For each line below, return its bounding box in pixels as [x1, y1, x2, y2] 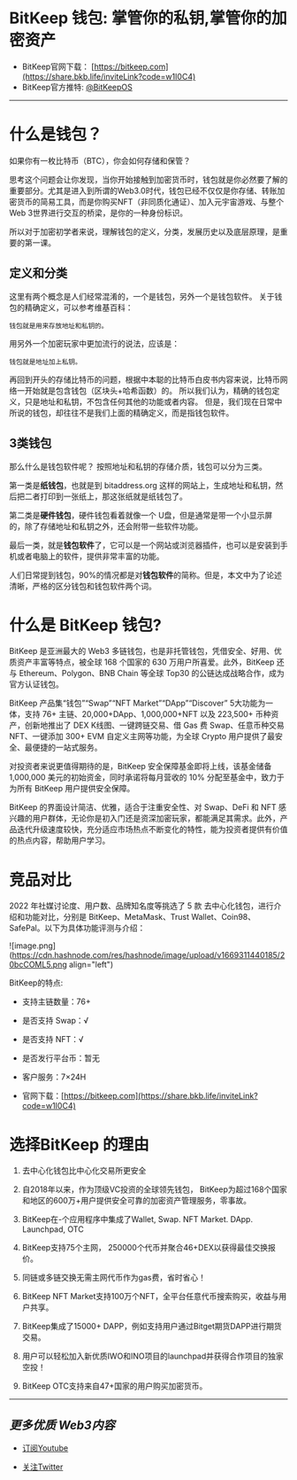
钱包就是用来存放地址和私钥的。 [9, 321, 109, 331]
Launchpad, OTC [21, 1224, 84, 1235]
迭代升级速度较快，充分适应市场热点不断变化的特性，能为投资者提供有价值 [16, 824, 288, 835]
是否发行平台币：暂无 [21, 1053, 100, 1063]
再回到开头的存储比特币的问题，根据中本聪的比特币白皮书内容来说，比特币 [9, 374, 280, 385]
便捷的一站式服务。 [32, 742, 103, 753]
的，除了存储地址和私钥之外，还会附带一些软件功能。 [9, 520, 203, 532]
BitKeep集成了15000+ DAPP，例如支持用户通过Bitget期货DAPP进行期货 [21, 1321, 283, 1332]
